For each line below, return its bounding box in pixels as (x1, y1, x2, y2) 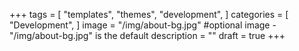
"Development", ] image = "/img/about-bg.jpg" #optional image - (9, 19, 277, 31)
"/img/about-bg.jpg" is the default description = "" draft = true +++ (9, 30, 286, 41)
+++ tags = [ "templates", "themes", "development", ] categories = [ (9, 9, 289, 20)
